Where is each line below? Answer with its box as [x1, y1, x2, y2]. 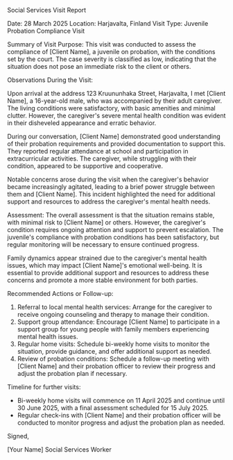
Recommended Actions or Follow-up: [7, 290, 114, 297]
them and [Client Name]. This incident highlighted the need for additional [7, 190, 216, 198]
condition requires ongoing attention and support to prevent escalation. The [7, 226, 224, 233]
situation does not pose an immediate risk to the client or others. [7, 63, 191, 70]
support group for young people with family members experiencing [17, 325, 209, 333]
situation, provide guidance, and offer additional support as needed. [17, 347, 212, 355]
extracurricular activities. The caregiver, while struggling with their [7, 154, 197, 163]
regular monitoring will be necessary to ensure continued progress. [7, 240, 200, 249]
